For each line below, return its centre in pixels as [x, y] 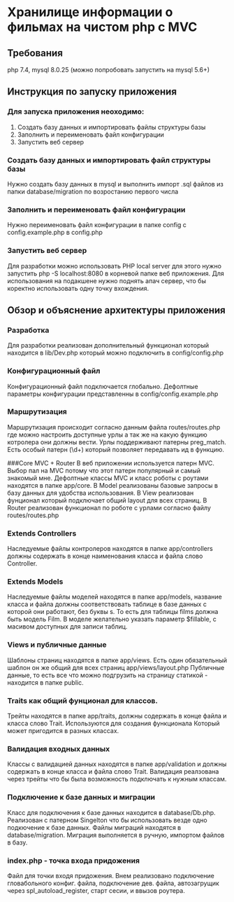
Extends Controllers [42, 533]
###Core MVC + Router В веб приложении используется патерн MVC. [111, 463]
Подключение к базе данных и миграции [81, 798]
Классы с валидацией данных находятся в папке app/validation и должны [117, 764]
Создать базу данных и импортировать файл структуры [109, 160]
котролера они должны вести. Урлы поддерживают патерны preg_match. [117, 442]
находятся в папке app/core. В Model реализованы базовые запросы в [113, 485]
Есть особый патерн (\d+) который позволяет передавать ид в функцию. [116, 449]
